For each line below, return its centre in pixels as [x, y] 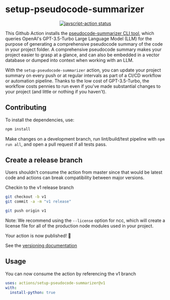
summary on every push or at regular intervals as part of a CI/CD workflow [83, 75]
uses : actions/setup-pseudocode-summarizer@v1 [55, 283]
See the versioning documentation [41, 246]
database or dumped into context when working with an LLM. [70, 60]
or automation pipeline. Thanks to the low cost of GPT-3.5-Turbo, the [77, 81]
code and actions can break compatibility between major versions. [75, 178]
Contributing [26, 108]
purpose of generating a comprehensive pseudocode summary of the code [84, 44]
